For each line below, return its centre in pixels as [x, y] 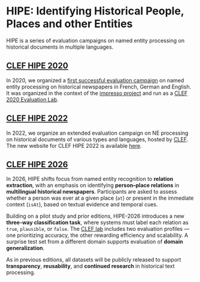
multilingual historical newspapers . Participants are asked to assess [92, 192]
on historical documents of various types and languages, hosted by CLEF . [97, 139]
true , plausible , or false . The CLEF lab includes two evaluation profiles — [98, 229]
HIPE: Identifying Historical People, [95, 11]
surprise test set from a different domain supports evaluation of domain [95, 242]
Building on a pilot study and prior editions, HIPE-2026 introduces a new [95, 216]
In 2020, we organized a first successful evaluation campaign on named [95, 80]
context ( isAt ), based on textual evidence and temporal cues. [82, 204]
